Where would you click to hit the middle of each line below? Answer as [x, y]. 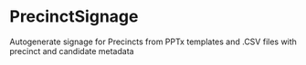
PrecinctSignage [74, 17]
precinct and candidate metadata [72, 51]
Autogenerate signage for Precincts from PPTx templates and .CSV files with [153, 42]
